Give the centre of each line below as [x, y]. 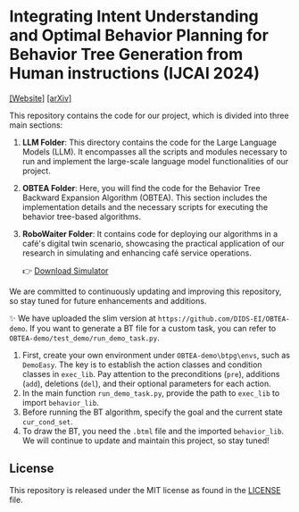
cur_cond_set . [47, 421]
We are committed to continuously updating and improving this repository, [145, 291]
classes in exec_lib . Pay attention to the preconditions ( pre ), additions [151, 374]
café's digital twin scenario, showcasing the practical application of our [153, 243]
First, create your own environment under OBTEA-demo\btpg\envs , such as [156, 355]
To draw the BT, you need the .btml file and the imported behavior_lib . [153, 431]
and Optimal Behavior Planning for [139, 35]
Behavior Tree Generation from [126, 55]
